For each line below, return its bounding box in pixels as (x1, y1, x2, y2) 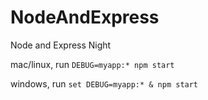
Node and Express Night (10, 39, 112, 51)
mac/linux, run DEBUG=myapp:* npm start (10, 58, 175, 70)
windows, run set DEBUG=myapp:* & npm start (10, 77, 199, 90)
